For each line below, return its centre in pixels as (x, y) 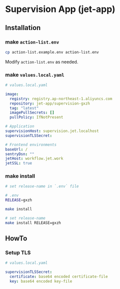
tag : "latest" (24, 108)
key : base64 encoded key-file (41, 281)
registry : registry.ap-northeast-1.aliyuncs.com (61, 98)
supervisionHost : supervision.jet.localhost (52, 131)
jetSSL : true (19, 163)
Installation (23, 28)
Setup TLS (18, 252)
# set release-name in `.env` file (42, 186)
